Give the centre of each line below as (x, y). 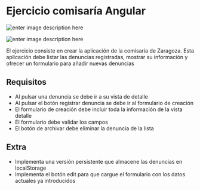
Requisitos (26, 82)
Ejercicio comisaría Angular (76, 11)
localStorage (30, 168)
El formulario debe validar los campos (61, 122)
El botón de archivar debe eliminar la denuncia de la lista (84, 128)
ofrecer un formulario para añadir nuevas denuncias (70, 63)
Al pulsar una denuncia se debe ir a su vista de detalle (81, 96)
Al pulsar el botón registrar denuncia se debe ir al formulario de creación (104, 103)
